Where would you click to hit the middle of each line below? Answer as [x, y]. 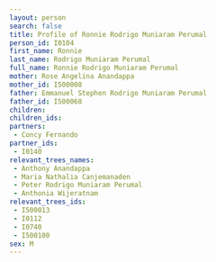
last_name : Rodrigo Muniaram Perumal [80, 59]
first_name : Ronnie [46, 51]
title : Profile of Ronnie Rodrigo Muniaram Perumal [108, 34]
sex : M [22, 244]
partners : [28, 127]
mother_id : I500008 [46, 85]
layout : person [38, 18]
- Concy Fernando [45, 135]
